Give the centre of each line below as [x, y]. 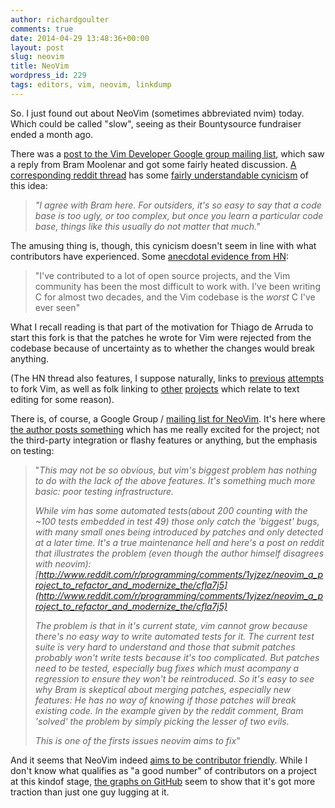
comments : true [42, 29]
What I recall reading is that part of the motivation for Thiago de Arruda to [162, 327]
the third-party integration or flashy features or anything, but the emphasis [164, 440]
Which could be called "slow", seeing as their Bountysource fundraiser [156, 123]
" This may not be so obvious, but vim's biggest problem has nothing [176, 470]
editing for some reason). [62, 399]
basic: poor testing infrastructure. [104, 491]
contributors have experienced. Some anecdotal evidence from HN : [150, 256]
